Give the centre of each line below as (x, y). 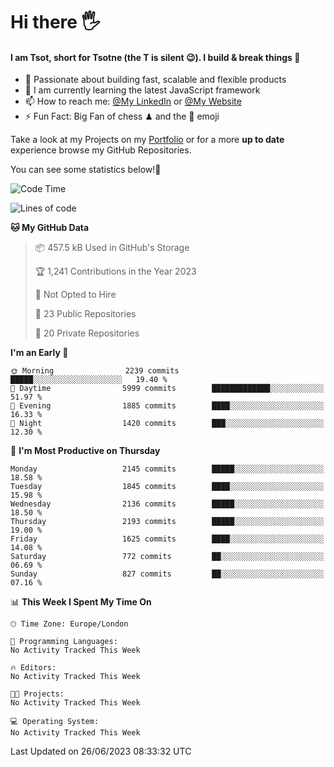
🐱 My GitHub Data (50, 228)
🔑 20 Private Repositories (87, 333)
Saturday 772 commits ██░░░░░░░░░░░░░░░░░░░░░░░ (167, 557)
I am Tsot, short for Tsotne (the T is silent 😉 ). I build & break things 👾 (155, 57)
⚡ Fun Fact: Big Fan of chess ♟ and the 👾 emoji (122, 116)
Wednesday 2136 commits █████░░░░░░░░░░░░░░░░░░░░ (167, 504)
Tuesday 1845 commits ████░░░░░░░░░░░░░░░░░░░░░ (167, 487)
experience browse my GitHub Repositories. (101, 150)
